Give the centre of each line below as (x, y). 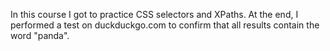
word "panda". (40, 35)
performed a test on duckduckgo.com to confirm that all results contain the (165, 25)
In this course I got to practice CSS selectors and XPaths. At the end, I (154, 14)
